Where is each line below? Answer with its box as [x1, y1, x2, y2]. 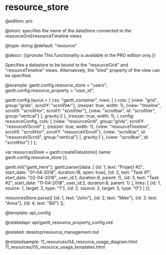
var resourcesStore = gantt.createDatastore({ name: [5, 149, 111, 155]
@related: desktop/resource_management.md [5, 229, 99, 235]
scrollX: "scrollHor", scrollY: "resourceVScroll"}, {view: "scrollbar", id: [5, 128, 146, 134]
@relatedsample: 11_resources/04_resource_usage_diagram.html [5, 239, 138, 245]
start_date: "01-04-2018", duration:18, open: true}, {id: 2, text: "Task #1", [5, 169, 152, 175]
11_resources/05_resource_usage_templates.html [5, 244, 105, 250]
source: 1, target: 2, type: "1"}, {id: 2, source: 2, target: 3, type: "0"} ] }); [5, 185, 151, 191]
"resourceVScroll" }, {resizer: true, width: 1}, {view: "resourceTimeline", [5, 124, 150, 129]
